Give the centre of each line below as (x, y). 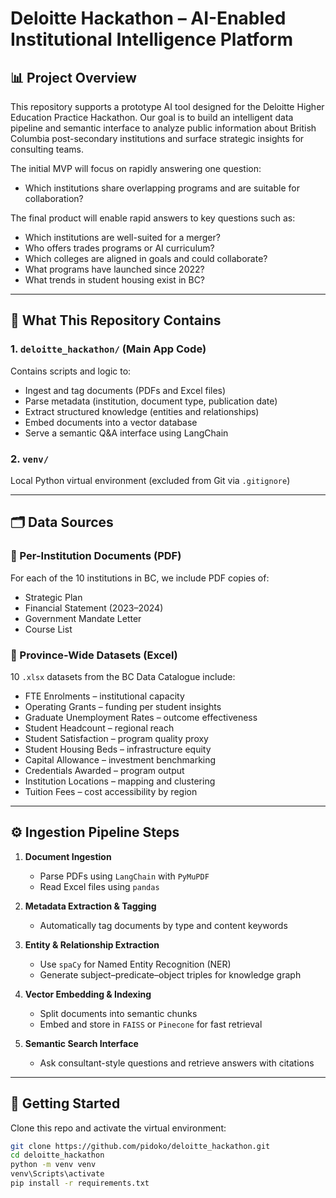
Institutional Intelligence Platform (151, 39)
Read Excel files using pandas (99, 886)
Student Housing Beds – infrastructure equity (118, 749)
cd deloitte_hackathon (57, 1155)
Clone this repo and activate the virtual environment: (118, 1128)
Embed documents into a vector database (111, 422)
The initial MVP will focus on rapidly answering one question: (136, 168)
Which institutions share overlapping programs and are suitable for (162, 188)
